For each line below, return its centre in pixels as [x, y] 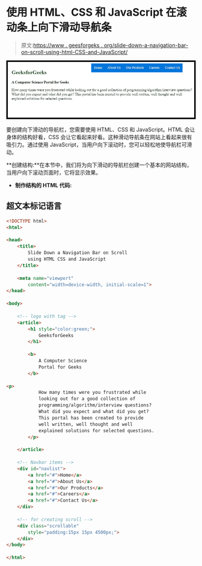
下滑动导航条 [80, 27]
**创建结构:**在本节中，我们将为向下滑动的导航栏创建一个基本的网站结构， [99, 165]
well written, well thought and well [86, 424]
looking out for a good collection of [87, 399]
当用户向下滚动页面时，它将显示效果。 [54, 172]
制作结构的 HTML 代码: [43, 185]
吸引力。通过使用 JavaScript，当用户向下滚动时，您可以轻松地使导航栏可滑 [99, 145]
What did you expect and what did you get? [93, 412]
